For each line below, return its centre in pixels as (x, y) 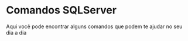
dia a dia (16, 32)
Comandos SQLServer (61, 10)
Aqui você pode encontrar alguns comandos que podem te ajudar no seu (94, 26)
